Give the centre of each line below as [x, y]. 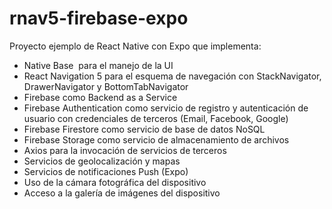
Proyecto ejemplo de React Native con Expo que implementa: [135, 46]
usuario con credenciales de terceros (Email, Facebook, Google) [156, 118]
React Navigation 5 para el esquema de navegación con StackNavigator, [172, 76]
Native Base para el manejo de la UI [98, 65]
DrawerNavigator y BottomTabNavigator [106, 86]
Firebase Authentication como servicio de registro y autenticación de [166, 108]
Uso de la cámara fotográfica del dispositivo [115, 182]
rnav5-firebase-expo [99, 18]
